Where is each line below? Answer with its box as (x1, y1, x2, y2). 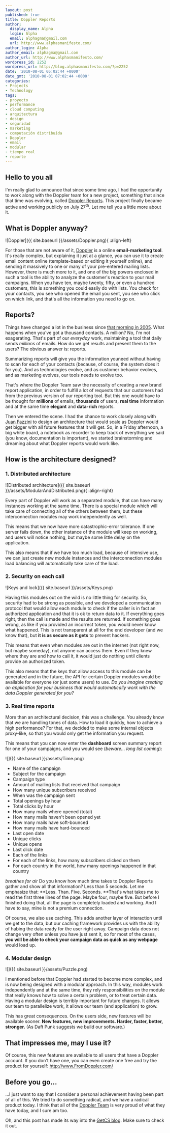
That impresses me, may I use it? (5, 1038, 112, 1047)
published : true (5, 12, 40, 17)
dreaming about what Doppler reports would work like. (5, 440, 119, 446)
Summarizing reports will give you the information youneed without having (5, 355, 161, 362)
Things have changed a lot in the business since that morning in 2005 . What (5, 324, 164, 330)
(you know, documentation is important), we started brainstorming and (5, 435, 153, 441)
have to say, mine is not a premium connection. (5, 905, 104, 911)
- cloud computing (5, 107, 44, 112)
